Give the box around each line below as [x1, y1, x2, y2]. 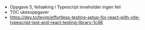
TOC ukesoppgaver [9, 9, 49, 15]
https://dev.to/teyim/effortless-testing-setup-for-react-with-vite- [9, 15, 141, 20]
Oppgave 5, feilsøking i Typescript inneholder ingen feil [9, 4, 121, 10]
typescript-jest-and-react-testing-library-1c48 [9, 19, 103, 25]
